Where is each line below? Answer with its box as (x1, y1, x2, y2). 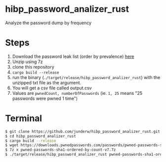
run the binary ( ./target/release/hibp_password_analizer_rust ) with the (12, 74, 161, 80)
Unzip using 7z (12, 58, 43, 65)
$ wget (5, 143, 19, 148)
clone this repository (12, 64, 54, 70)
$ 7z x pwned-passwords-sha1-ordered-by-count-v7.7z (5, 147, 116, 153)
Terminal (5, 113, 42, 124)
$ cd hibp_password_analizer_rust (5, 133, 77, 139)
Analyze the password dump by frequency (5, 20, 92, 26)
